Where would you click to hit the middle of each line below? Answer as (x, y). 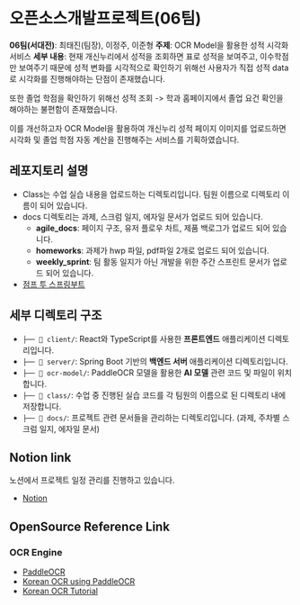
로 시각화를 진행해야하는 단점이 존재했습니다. (88, 78)
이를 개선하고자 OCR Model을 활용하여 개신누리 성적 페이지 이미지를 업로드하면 (148, 128)
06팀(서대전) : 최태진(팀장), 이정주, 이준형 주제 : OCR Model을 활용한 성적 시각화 (149, 45)
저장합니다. (42, 406)
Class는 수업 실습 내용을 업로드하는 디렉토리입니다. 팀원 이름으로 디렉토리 (151, 194)
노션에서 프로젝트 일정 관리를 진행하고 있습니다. (92, 480)
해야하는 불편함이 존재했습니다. (64, 109)
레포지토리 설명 (49, 171)
